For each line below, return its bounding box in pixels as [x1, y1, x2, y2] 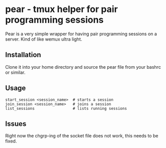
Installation [5, 51, 41, 59]
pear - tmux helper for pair [5, 4, 118, 15]
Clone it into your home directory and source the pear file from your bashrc [5, 64, 161, 70]
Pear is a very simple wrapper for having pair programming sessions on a [5, 31, 157, 37]
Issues [5, 119, 27, 128]
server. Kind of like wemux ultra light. [5, 36, 82, 42]
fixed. [5, 138, 17, 144]
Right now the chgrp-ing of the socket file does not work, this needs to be [5, 133, 158, 139]
